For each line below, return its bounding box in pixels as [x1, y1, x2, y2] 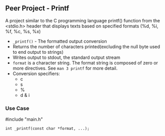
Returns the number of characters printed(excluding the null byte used [12, 43, 160, 50]
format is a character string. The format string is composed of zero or [12, 59, 158, 65]
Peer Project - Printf [5, 4, 70, 13]
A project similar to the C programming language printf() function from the [5, 17, 160, 23]
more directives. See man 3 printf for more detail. [12, 65, 118, 71]
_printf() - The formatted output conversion [12, 38, 107, 44]
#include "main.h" [5, 116, 43, 122]
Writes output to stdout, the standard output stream [12, 54, 121, 60]
